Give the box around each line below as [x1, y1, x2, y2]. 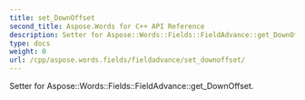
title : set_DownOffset [9, 13, 95, 23]
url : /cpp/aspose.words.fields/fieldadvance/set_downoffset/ [9, 55, 246, 65]
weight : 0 [9, 47, 47, 56]
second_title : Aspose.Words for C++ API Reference [9, 22, 205, 31]
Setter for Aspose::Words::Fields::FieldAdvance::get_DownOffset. [9, 81, 254, 91]
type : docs [9, 38, 51, 48]
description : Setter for [9, 30, 103, 39]
